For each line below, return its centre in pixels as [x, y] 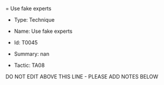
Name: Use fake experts [43, 31]
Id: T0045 [26, 42]
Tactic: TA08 [29, 65]
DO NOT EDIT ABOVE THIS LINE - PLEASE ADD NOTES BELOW [82, 76]
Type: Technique [34, 20]
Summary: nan [32, 54]
